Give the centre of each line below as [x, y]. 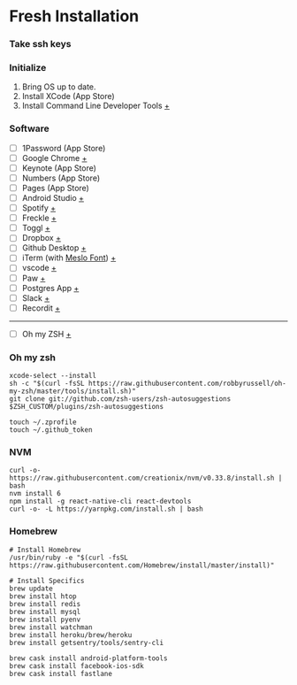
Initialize [28, 68]
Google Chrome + [54, 158]
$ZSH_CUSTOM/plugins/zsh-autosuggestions [87, 407]
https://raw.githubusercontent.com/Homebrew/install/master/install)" [142, 565]
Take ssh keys [40, 44]
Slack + [36, 297]
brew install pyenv [45, 620]
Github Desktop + [54, 248]
